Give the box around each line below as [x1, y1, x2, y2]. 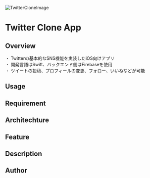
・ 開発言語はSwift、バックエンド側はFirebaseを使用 [5, 62, 113, 67]
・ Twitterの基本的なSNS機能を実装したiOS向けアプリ [5, 55, 115, 61]
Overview [5, 42, 36, 50]
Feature [5, 133, 30, 141]
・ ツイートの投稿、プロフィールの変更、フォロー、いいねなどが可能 [5, 68, 145, 74]
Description [5, 149, 42, 158]
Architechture [5, 116, 50, 125]
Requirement [5, 99, 46, 107]
